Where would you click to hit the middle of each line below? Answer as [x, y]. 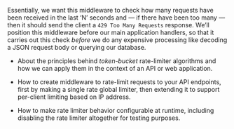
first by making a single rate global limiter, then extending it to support [118, 89]
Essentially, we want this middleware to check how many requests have [110, 10]
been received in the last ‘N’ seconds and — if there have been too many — [116, 18]
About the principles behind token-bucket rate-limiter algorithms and [117, 61]
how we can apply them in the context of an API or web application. [115, 68]
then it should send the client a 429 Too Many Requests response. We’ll [109, 25]
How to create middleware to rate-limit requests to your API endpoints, [119, 82]
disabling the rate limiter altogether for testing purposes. [99, 118]
